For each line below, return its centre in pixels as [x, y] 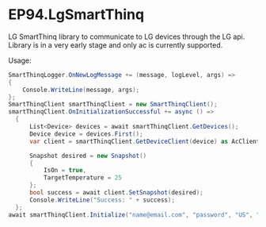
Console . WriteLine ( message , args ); [81, 90]
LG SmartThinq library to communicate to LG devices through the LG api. [127, 37]
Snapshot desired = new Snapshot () [88, 156]
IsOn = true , [65, 171]
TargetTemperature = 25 [83, 178]
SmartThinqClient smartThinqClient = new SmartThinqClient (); [113, 105]
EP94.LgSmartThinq [76, 15]
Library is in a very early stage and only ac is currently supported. [116, 44]
